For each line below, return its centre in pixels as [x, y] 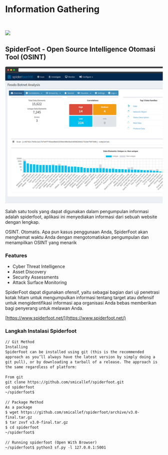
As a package [19, 407]
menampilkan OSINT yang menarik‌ [41, 242]
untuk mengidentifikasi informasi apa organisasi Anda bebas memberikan [81, 303]
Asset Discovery [29, 272]
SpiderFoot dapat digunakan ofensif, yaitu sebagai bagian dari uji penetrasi [82, 292]
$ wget [12, 413]
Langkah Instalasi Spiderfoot [41, 331]
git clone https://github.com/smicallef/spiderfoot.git [64, 382]
